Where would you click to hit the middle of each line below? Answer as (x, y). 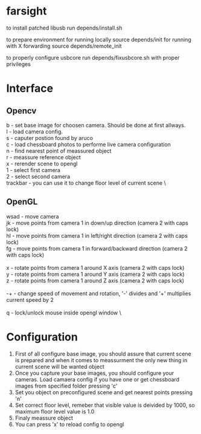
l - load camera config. (35, 132)
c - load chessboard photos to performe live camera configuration (88, 144)
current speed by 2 (30, 299)
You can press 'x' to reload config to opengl (69, 424)
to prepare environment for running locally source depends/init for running (99, 39)
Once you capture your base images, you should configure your (94, 373)
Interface (30, 88)
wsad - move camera (33, 216)
